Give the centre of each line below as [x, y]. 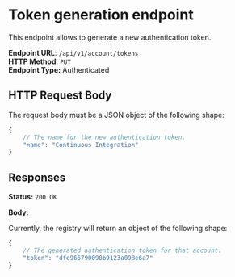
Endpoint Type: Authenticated [59, 69]
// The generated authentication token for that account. [122, 250]
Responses [37, 177]
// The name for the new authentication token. [104, 137]
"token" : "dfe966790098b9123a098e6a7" [88, 258]
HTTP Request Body [60, 96]
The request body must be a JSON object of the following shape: [116, 115]
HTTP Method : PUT [40, 61]
